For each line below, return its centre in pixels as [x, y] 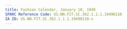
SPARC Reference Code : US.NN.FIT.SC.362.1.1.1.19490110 [63, 14]
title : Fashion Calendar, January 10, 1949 [50, 10]
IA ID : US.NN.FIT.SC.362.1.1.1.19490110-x [49, 19]
